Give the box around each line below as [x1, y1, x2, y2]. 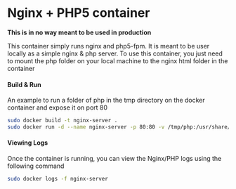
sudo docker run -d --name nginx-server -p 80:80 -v [7, 124, 165, 131]
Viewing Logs [7, 138, 48, 147]
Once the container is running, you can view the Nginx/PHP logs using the [7, 155, 222, 163]
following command [7, 162, 65, 170]
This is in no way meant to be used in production [7, 28, 152, 37]
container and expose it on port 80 [7, 103, 107, 112]
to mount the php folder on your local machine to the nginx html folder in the [7, 56, 228, 65]
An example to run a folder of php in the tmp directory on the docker [7, 96, 205, 105]
